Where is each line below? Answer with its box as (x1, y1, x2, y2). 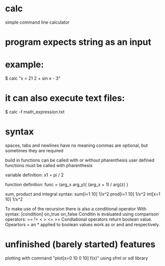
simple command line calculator (5, 19, 70, 25)
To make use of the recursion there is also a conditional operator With (5, 205, 147, 212)
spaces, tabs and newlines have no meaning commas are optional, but (5, 142, 148, 148)
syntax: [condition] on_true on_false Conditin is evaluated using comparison (5, 211, 159, 217)
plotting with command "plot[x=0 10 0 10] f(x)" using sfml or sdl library (5, 255, 148, 261)
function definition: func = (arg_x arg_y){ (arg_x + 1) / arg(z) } (5, 181, 129, 187)
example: (5, 59, 44, 70)
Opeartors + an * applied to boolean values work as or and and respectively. (5, 221, 160, 227)
